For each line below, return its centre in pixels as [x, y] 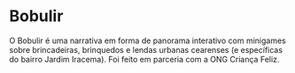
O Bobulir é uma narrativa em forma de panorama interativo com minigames [147, 40]
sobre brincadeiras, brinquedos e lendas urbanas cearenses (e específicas [146, 49]
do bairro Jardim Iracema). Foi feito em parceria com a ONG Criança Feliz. [144, 59]
